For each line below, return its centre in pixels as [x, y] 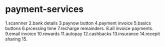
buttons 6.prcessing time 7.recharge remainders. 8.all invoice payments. [79, 28]
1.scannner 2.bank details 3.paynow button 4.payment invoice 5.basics [78, 23]
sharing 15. [16, 39]
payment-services [44, 9]
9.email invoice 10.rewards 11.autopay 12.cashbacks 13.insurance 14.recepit [82, 33]
